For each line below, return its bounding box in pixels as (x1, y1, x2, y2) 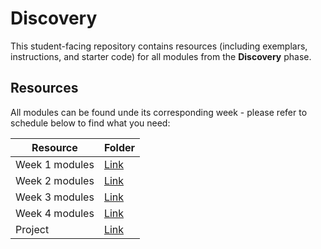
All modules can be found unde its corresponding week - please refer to (10, 106, 308, 118)
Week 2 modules (15, 173, 95, 187)
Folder (103, 140, 136, 154)
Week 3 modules (15, 190, 95, 204)
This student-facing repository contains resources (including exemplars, (10, 40, 308, 52)
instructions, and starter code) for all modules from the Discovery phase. (10, 50, 312, 62)
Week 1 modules (15, 157, 95, 171)
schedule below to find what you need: (10, 117, 171, 129)
